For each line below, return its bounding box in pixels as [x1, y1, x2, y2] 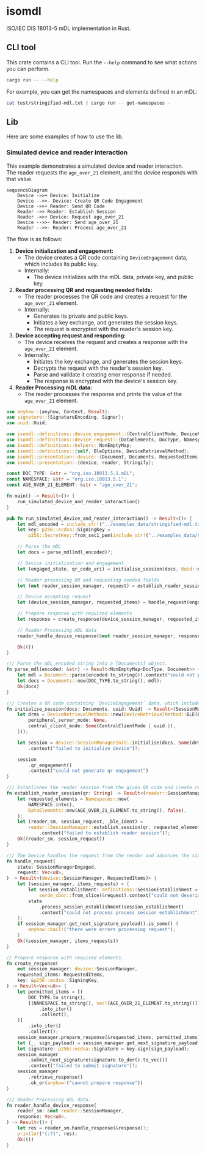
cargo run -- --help [6, 77, 59, 83]
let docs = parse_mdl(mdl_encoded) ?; [17, 549, 113, 555]
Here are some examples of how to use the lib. [6, 133, 124, 140]
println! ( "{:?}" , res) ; [17, 1131, 78, 1137]
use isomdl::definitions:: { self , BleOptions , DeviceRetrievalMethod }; [6, 448, 190, 454]
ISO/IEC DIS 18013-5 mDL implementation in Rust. [6, 24, 131, 32]
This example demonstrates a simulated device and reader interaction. [6, 162, 184, 170]
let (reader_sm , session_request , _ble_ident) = [17, 819, 143, 825]
